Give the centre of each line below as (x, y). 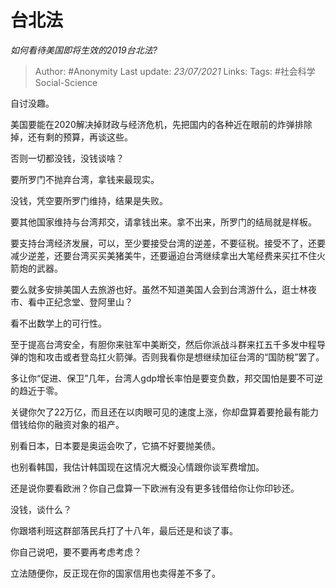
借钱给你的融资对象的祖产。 (67, 424)
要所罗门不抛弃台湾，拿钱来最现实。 (85, 179)
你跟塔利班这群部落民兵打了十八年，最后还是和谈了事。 (124, 530)
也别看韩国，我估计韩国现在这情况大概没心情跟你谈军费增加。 (137, 467)
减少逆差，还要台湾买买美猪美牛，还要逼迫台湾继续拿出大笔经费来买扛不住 (163, 255)
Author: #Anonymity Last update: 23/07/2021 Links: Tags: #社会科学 (175, 71)
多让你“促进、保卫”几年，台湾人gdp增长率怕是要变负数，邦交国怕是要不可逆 (167, 378)
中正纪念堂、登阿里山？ (84, 302)
